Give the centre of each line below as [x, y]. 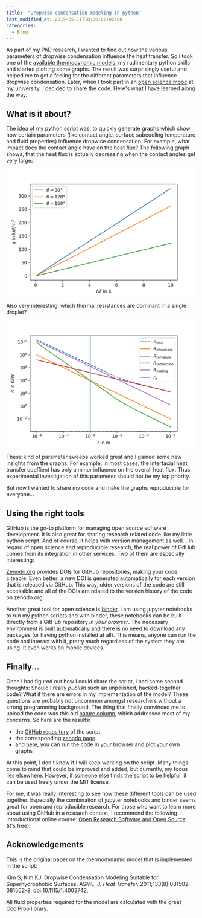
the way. [17, 95]
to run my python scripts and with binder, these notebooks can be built [94, 616]
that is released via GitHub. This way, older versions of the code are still [96, 585]
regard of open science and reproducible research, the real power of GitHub [101, 547]
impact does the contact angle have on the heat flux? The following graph [98, 148]
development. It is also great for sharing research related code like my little [99, 535]
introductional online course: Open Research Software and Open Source [96, 819]
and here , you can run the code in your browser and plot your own [97, 744]
